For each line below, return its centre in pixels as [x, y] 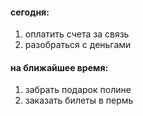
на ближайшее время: [59, 67]
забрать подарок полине [78, 90]
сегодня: [30, 12]
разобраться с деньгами [78, 45]
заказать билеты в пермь [79, 100]
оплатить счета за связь [77, 34]
